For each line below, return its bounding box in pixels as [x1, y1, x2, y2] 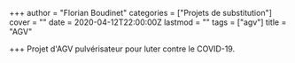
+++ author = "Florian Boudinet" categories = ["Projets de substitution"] [9, 8, 273, 18]
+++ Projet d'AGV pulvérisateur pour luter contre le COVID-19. [9, 43, 236, 54]
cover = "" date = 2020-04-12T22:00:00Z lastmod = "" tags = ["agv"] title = [9, 17, 287, 28]
